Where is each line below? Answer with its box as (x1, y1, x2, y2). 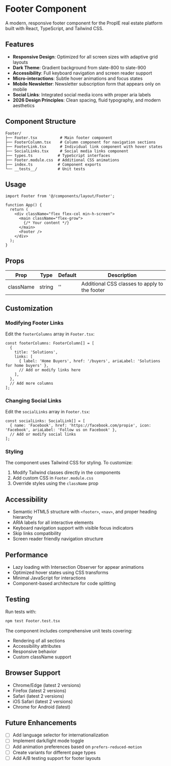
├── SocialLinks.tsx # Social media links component (5, 148, 129, 153)
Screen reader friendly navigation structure (12, 536, 103, 542)
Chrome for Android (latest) (12, 704, 71, 710)
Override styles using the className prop (12, 480, 99, 487)
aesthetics (12, 102, 35, 109)
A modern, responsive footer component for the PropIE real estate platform (5, 20, 163, 26)
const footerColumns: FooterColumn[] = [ (5, 340, 95, 346)
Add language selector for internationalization (12, 732, 109, 738)
